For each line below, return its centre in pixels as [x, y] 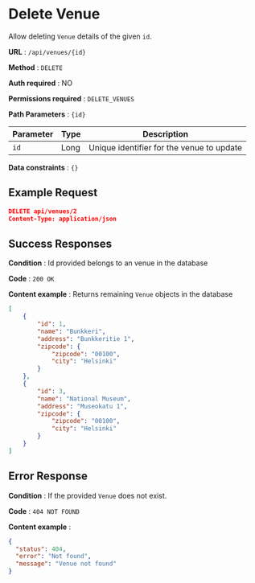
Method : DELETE [35, 67]
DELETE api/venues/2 [43, 211]
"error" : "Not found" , [53, 556]
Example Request [53, 193]
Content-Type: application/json [62, 219]
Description [166, 133]
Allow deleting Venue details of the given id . [80, 36]
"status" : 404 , [41, 549]
